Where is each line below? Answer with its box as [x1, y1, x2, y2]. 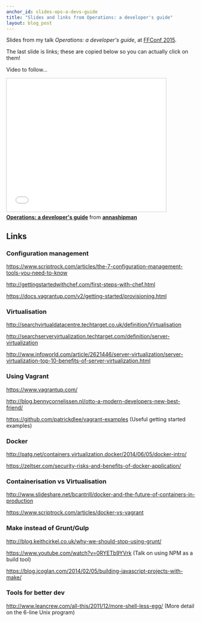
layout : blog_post [6, 20, 52, 26]
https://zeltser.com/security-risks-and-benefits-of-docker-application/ [6, 462, 181, 469]
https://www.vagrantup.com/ [6, 386, 78, 393]
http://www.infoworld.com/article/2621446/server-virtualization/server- [6, 351, 184, 358]
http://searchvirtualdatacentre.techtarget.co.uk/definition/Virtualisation [6, 321, 182, 328]
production [6, 497, 34, 505]
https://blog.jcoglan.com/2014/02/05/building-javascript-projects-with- [6, 567, 183, 575]
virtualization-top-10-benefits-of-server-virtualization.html [6, 357, 151, 364]
